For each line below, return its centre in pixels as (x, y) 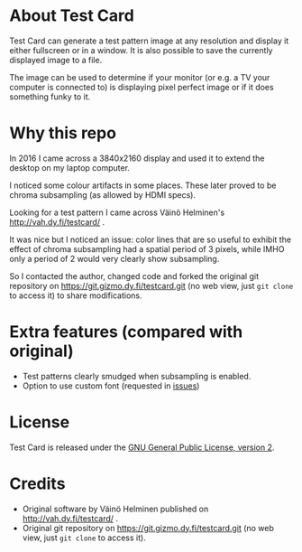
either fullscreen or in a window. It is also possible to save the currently (141, 50)
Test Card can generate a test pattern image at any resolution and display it (149, 41)
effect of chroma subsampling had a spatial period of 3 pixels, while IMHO (147, 248)
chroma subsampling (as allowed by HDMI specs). (103, 194)
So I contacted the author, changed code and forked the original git (134, 276)
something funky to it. (50, 97)
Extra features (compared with (126, 332)
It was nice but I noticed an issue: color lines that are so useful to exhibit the (150, 239)
